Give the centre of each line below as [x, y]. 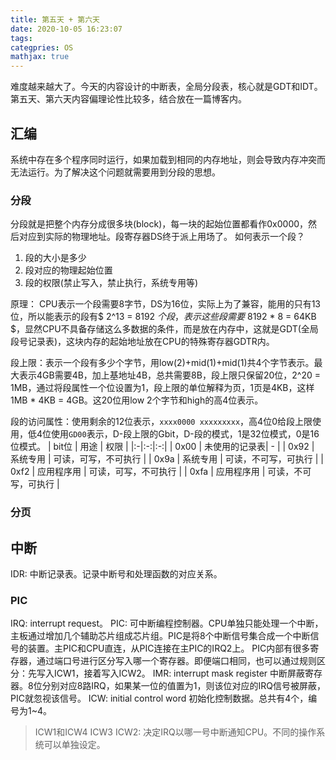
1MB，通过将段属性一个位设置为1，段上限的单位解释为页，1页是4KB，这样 [162, 388]
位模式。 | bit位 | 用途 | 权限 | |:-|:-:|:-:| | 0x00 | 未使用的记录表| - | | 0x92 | [162, 447]
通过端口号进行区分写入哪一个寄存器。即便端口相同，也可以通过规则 [176, 661]
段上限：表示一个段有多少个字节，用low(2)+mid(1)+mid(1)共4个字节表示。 [162, 363]
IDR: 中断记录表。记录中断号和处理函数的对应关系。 [116, 573]
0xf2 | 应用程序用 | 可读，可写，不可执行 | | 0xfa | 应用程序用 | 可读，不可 [161, 472]
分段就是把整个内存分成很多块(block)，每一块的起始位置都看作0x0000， [159, 224]
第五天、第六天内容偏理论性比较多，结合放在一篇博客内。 [128, 99]
